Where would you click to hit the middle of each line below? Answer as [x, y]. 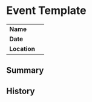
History [21, 91]
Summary [25, 70]
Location [22, 49]
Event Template [46, 11]
